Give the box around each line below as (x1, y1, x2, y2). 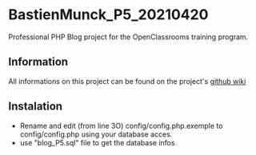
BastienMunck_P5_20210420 (8, 6, 209, 24)
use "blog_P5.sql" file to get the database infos (19, 137, 175, 147)
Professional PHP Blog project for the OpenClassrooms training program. (8, 32, 249, 42)
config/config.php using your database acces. (19, 129, 173, 139)
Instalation (8, 100, 62, 113)
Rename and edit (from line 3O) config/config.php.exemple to (19, 121, 223, 130)
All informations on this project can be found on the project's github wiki (8, 76, 246, 85)
